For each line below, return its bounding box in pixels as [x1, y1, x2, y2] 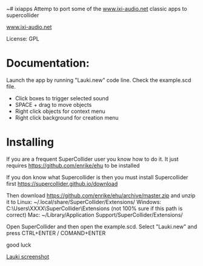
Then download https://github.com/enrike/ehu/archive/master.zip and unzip [6, 191, 196, 199]
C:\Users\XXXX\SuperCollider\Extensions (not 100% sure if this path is [6, 205, 183, 212]
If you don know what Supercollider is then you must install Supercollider [6, 173, 188, 181]
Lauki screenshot [6, 253, 50, 260]
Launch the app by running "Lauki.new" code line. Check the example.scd [6, 76, 191, 84]
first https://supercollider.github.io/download [6, 180, 118, 187]
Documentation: [6, 56, 90, 70]
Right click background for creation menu [15, 114, 119, 121]
